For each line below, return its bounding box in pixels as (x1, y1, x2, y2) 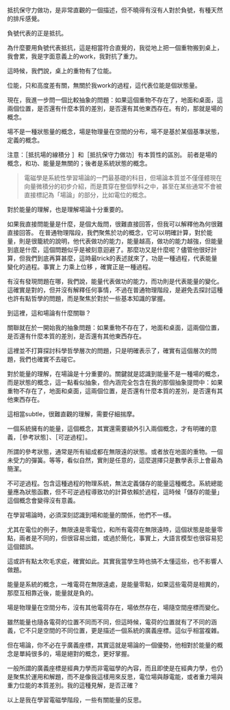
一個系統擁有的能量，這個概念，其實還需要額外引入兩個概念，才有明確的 (7, 424, 211, 433)
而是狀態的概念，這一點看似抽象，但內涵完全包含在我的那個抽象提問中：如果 (7, 379, 223, 386)
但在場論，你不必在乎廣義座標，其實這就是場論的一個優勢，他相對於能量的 (7, 641, 217, 649)
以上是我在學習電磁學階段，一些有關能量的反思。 (7, 696, 145, 704)
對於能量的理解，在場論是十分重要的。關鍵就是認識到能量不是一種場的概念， (7, 370, 223, 378)
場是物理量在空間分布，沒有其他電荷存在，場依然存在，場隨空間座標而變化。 (7, 603, 223, 611)
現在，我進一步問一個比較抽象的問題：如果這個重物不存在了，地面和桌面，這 (7, 96, 223, 104)
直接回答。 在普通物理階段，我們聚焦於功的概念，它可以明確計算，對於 (7, 229, 207, 236)
